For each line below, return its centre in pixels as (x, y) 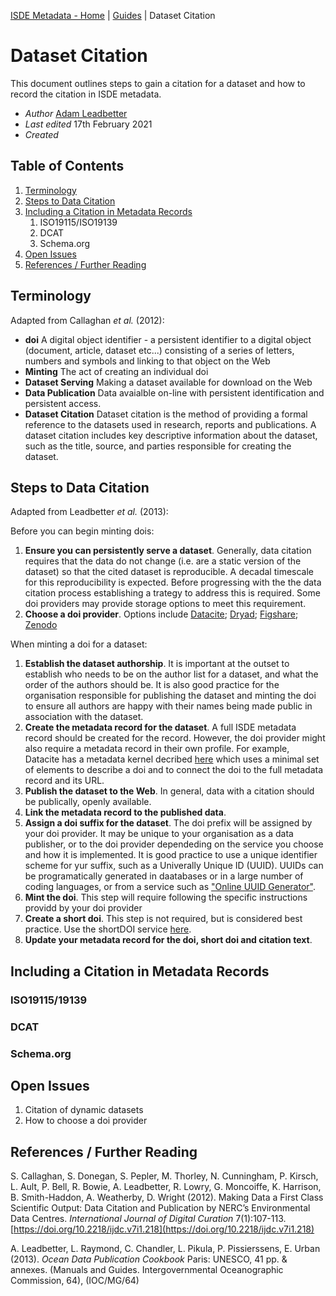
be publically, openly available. (88, 802)
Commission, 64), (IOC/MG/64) (75, 1281)
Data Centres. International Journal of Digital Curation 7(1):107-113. (148, 1219)
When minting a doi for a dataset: (79, 644)
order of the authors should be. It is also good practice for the (152, 685)
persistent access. (63, 403)
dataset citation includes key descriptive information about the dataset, (171, 435)
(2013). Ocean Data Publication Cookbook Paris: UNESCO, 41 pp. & (149, 1259)
